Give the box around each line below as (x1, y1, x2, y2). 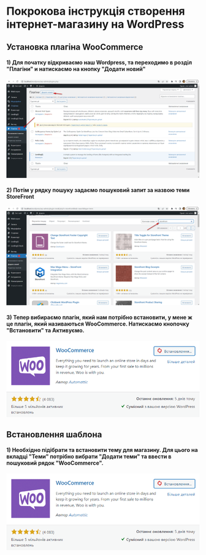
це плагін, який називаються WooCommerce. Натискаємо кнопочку (6, 320, 189, 327)
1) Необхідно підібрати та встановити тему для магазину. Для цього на (6, 446, 198, 454)
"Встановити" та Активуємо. (6, 326, 85, 334)
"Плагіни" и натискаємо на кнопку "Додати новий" (6, 66, 146, 73)
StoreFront (6, 193, 35, 200)
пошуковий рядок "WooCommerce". (6, 459, 104, 467)
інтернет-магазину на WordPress (6, 17, 185, 31)
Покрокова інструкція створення (6, 4, 185, 18)
